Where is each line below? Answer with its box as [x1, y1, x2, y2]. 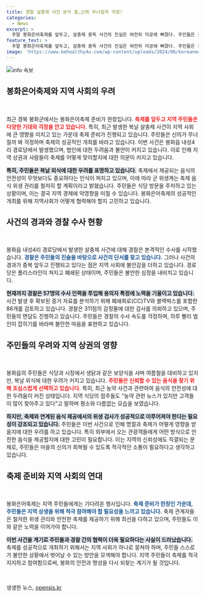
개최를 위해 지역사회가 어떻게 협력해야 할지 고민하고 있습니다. [6, 197, 151, 205]
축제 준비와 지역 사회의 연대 [6, 471, 103, 481]
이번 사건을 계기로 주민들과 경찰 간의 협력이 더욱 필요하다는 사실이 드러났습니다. [6, 536, 193, 543]
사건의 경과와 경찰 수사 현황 [6, 217, 103, 227]
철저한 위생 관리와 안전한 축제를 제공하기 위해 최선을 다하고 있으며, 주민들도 [12, 516, 192, 522]
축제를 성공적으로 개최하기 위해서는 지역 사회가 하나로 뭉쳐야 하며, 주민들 [6, 544, 179, 551]
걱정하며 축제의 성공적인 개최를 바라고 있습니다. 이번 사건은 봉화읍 [24, 138, 181, 146]
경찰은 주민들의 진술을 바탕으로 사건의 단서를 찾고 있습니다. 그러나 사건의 [24, 253, 195, 261]
